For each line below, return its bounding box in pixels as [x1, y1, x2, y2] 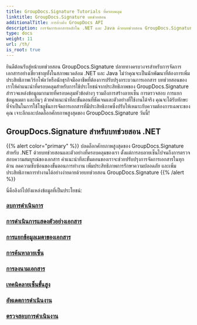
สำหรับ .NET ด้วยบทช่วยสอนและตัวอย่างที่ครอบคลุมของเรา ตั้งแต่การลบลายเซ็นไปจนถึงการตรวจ [6, 149, 191, 156]
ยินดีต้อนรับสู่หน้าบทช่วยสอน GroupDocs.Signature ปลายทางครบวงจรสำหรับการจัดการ [6, 63, 182, 70]
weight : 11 [6, 36, 33, 42]
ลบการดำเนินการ [6, 202, 43, 210]
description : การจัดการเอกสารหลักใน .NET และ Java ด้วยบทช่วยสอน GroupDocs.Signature [6, 25, 195, 31]
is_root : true [6, 47, 41, 53]
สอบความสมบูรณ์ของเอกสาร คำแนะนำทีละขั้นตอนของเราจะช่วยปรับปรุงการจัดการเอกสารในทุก [6, 155, 185, 162]
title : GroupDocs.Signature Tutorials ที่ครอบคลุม [6, 8, 122, 15]
